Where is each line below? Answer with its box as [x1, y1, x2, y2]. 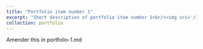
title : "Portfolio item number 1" [6, 8, 94, 15]
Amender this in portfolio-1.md [6, 36, 82, 44]
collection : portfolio [6, 20, 63, 26]
